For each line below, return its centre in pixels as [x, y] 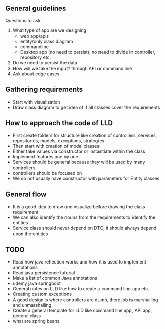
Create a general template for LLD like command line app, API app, [82, 310]
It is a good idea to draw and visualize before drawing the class [79, 207]
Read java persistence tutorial [44, 273]
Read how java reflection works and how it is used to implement [79, 262]
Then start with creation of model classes [56, 146]
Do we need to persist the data [45, 62]
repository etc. [36, 57]
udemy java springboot [37, 283]
